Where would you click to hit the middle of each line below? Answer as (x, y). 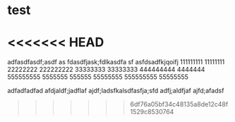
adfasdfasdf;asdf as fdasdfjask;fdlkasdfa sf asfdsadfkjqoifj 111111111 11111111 (116, 62)
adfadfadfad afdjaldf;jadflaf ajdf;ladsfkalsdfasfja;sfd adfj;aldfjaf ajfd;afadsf (116, 91)
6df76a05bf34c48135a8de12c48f (179, 104)
